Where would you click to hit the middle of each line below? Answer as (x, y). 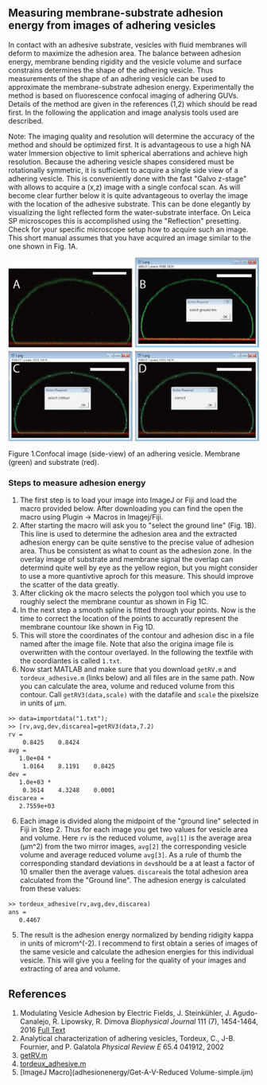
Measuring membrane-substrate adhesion (116, 13)
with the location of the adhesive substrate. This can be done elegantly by (130, 204)
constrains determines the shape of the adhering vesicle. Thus (111, 70)
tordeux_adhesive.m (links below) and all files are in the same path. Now (137, 678)
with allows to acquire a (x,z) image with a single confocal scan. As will (124, 187)
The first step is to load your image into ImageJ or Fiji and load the (128, 500)
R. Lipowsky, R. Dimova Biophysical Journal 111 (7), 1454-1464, (155, 1021)
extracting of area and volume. (70, 969)
